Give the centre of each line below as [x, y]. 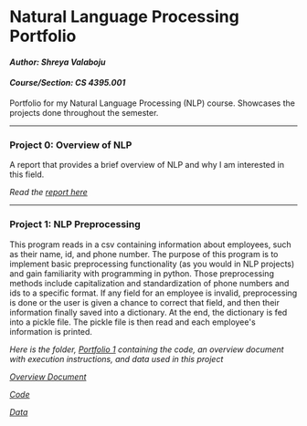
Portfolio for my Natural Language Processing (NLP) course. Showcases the [152, 103]
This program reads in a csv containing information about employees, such [151, 244]
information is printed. [51, 331]
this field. [27, 174]
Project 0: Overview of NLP [71, 145]
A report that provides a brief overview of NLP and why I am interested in [147, 165]
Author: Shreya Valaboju [58, 62]
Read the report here [49, 192]
